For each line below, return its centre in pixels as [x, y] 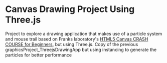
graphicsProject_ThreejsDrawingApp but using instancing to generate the [81, 49]
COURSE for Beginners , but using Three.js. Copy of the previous [72, 44]
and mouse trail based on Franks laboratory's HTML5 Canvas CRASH [77, 39]
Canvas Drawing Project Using [70, 9]
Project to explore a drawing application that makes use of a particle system [84, 33]
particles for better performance [38, 55]
